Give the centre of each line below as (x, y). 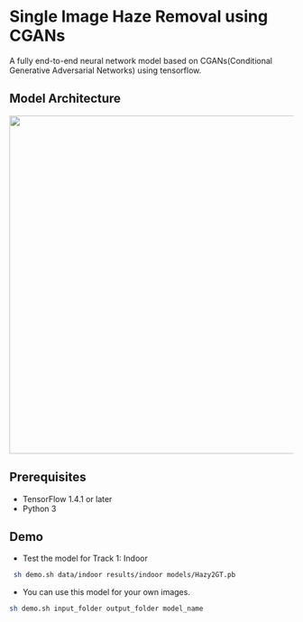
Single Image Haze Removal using (139, 17)
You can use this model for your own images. (106, 592)
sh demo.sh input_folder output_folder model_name (106, 609)
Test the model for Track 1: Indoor (85, 558)
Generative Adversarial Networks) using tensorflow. (106, 70)
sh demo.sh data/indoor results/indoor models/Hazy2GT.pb (124, 575)
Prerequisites (48, 477)
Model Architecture (65, 99)
